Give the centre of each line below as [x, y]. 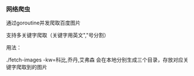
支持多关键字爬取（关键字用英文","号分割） [58, 35]
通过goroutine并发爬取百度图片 [43, 23]
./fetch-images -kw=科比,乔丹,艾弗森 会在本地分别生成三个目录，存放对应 [95, 60]
